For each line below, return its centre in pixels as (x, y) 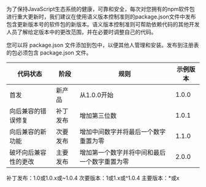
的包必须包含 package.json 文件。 (49, 53)
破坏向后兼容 (28, 152)
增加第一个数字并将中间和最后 (123, 152)
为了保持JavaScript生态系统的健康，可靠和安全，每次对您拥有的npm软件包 (101, 9)
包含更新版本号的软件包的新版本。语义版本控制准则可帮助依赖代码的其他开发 (103, 24)
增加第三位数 (98, 116)
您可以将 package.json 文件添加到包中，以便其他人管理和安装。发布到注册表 (103, 45)
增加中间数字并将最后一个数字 (123, 132)
